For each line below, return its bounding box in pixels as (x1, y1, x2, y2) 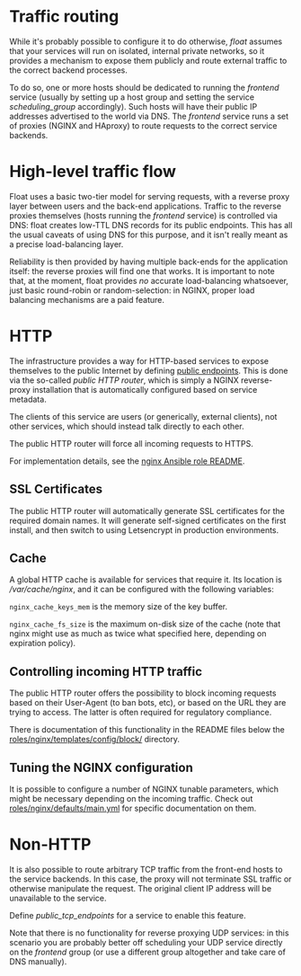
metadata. (9, 394, 47, 404)
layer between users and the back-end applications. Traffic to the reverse (9, 200, 281, 211)
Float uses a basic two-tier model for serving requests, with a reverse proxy (9, 191, 290, 201)
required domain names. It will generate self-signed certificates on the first (9, 515, 287, 526)
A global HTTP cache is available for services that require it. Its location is (9, 574, 283, 585)
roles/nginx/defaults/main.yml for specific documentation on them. (9, 803, 257, 814)
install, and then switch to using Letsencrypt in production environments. (9, 524, 279, 536)
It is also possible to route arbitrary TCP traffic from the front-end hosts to (9, 865, 283, 874)
